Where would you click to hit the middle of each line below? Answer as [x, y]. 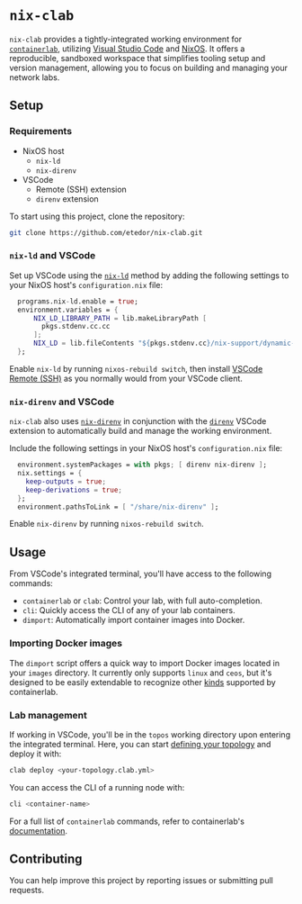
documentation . [39, 830]
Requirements [41, 131]
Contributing [46, 859]
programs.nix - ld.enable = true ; [78, 301]
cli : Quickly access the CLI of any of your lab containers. [129, 610]
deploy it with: [36, 754]
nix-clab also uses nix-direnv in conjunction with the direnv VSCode [138, 421]
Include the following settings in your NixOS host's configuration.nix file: [146, 448]
